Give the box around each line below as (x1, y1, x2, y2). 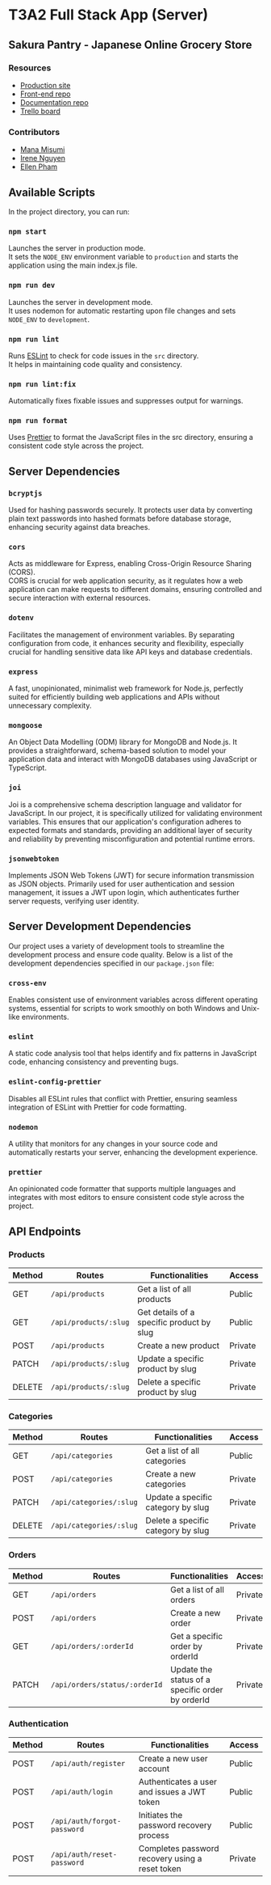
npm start (8, 226, 47, 236)
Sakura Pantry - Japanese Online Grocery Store (8, 38, 252, 52)
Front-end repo (19, 89, 71, 99)
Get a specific (170, 1630, 223, 1642)
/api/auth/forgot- (51, 1816, 122, 1825)
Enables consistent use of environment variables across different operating (8, 995, 258, 1004)
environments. (21, 1012, 70, 1022)
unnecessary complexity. (8, 701, 92, 711)
